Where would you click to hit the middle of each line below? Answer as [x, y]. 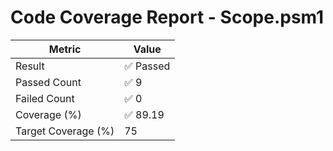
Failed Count [45, 98]
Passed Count [48, 82]
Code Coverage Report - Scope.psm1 [167, 17]
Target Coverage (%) [65, 131]
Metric [65, 49]
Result [30, 66]
